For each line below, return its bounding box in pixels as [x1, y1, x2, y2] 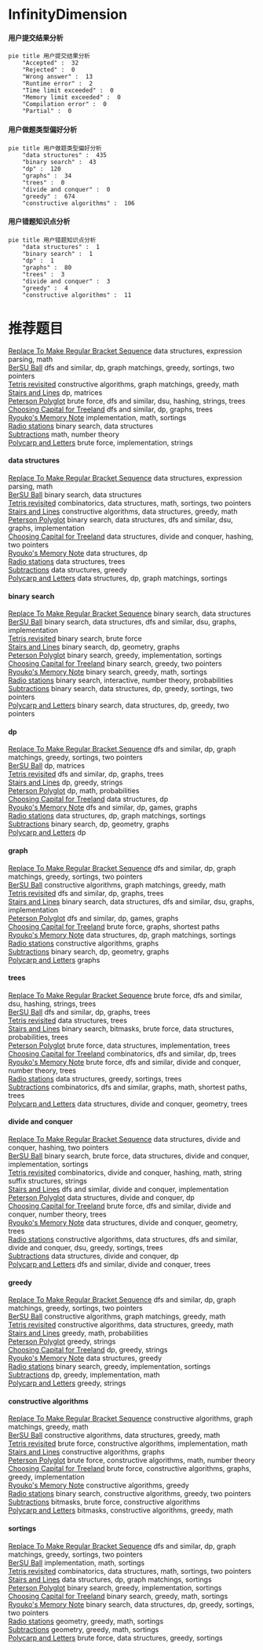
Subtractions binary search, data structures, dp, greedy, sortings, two [8, 684, 234, 693]
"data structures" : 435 [22, 151, 108, 159]
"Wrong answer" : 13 [22, 73, 93, 81]
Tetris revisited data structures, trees [8, 1015, 128, 1025]
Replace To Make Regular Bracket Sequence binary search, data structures [8, 609, 251, 618]
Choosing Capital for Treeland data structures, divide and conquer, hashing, [8, 532, 254, 541]
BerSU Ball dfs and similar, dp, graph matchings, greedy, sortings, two [8, 363, 235, 372]
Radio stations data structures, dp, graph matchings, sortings [8, 811, 206, 821]
